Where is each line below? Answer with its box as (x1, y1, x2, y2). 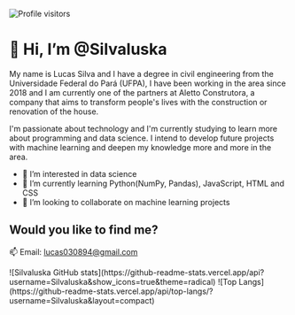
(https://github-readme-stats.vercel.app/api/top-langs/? (9, 286, 214, 296)
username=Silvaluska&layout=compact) (9, 295, 155, 305)
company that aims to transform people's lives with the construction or (9, 96, 268, 107)
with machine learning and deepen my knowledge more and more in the (9, 142, 272, 152)
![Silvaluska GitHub (9, 266, 79, 278)
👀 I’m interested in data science (21, 168, 137, 179)
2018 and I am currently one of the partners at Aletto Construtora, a (9, 87, 255, 97)
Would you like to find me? (9, 222, 159, 238)
